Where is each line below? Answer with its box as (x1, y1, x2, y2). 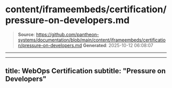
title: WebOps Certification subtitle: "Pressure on (5, 67, 166, 75)
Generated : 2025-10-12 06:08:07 (82, 42, 154, 48)
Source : (17, 31, 35, 37)
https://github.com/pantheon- (36, 31, 99, 37)
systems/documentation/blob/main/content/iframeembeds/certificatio (17, 37, 166, 43)
